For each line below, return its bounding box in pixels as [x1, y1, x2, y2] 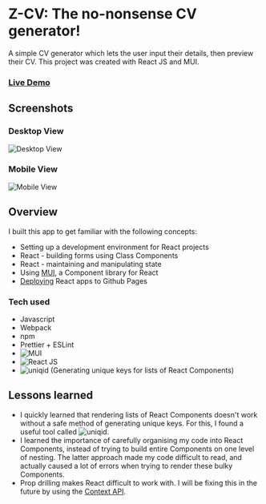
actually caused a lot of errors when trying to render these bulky [19, 461, 233, 470]
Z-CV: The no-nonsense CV [8, 5, 198, 23]
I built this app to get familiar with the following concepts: [8, 226, 198, 236]
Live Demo [8, 77, 50, 88]
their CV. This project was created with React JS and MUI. [8, 57, 199, 67]
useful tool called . [19, 426, 110, 437]
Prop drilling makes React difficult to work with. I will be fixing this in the [19, 478, 258, 487]
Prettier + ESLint [19, 340, 75, 349]
